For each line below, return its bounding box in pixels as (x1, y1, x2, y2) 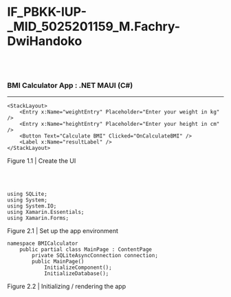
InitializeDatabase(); (43, 270, 109, 277)
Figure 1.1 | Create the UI (7, 157, 76, 165)
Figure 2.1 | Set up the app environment (7, 227, 119, 235)
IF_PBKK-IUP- (7, 4, 87, 20)
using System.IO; (7, 203, 57, 210)
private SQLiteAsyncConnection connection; (32, 252, 158, 259)
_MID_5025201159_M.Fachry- (7, 19, 181, 34)
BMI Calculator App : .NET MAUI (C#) (7, 80, 133, 90)
